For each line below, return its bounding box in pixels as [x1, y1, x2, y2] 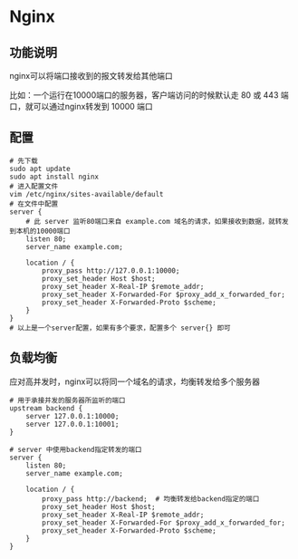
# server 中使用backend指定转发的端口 [9, 445, 142, 454]
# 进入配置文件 [9, 181, 59, 191]
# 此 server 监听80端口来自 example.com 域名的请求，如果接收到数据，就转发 [25, 217, 289, 226]
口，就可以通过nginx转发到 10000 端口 [9, 101, 154, 111]
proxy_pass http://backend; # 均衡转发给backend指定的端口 [42, 494, 260, 504]
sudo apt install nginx [9, 172, 100, 181]
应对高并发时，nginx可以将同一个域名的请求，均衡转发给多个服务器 [9, 376, 261, 387]
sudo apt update [9, 164, 71, 173]
